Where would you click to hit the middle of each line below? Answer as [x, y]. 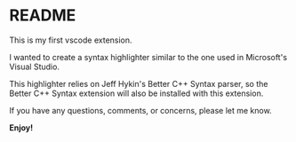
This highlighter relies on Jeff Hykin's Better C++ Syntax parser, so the [139, 83]
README [43, 16]
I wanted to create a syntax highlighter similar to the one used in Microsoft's [148, 57]
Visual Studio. [35, 67]
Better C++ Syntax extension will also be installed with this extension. [136, 93]
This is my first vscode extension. [71, 40]
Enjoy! [21, 127]
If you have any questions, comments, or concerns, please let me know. [141, 110]
